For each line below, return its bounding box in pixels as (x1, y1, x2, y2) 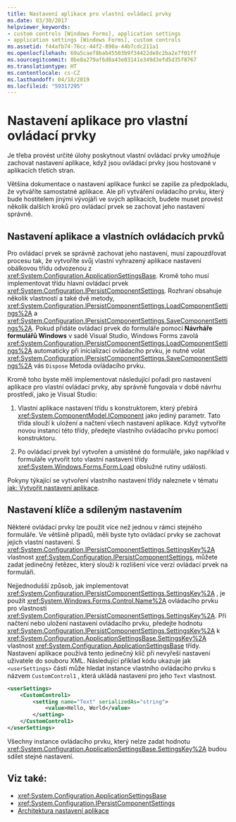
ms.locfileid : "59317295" (7, 83, 83, 90)
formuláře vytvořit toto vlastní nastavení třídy (17, 455, 148, 463)
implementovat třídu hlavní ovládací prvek (7, 279, 129, 287)
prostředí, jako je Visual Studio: (7, 390, 97, 399)
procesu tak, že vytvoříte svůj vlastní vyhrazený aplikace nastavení (7, 257, 202, 265)
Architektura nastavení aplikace (17, 806, 109, 815)
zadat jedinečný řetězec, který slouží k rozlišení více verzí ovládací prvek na (7, 560, 228, 569)
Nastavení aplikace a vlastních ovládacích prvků (7, 230, 225, 242)
